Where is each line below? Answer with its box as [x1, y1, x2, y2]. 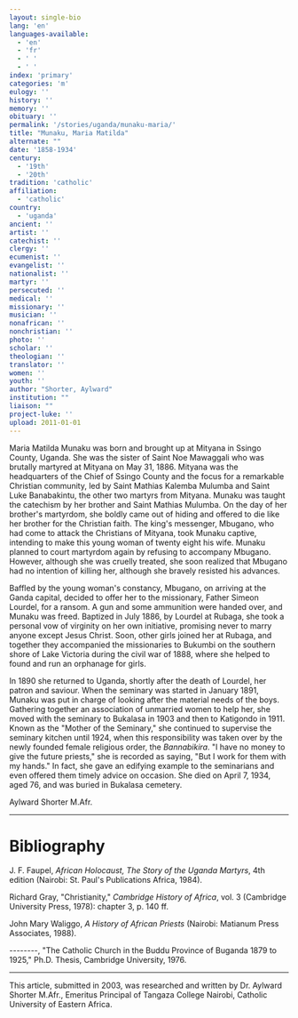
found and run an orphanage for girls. [9, 658, 146, 669]
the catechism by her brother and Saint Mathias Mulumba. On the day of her [9, 499, 287, 509]
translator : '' [9, 360, 66, 369]
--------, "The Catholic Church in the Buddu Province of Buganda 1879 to [9, 945, 278, 956]
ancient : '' [9, 220, 53, 228]
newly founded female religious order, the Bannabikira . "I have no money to [9, 741, 286, 752]
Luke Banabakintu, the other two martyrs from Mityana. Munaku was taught [9, 490, 286, 501]
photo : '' [9, 335, 46, 344]
